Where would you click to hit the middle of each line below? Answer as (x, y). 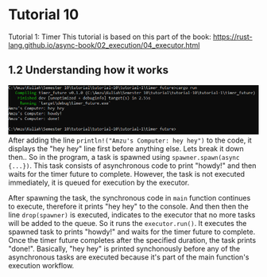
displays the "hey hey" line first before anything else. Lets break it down (126, 149)
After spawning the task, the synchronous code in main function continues (130, 198)
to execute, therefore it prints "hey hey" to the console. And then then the (128, 207)
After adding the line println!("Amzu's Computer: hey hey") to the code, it (130, 140)
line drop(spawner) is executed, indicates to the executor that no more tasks (132, 215)
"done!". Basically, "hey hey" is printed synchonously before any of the (124, 249)
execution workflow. (41, 266)
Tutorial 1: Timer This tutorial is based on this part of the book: (110, 37)
